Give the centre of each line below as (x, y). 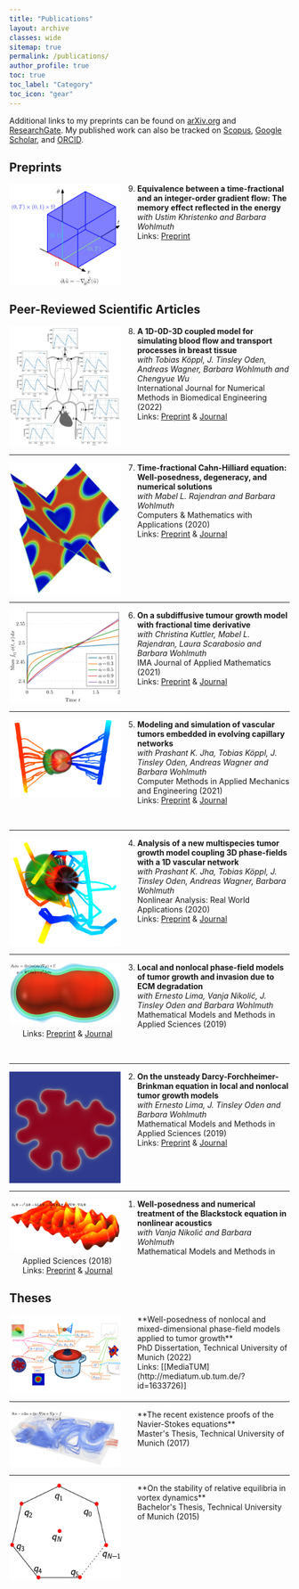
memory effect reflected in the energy (210, 208)
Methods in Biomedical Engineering (202, 397)
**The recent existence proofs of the (206, 1414)
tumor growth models (178, 1095)
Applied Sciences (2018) (67, 1260)
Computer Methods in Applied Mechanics (214, 781)
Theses (30, 1298)
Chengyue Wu (163, 378)
